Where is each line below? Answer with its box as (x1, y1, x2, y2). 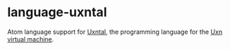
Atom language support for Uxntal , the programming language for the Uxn (7, 27, 223, 36)
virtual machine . (7, 35, 54, 43)
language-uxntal (7, 4, 107, 20)
